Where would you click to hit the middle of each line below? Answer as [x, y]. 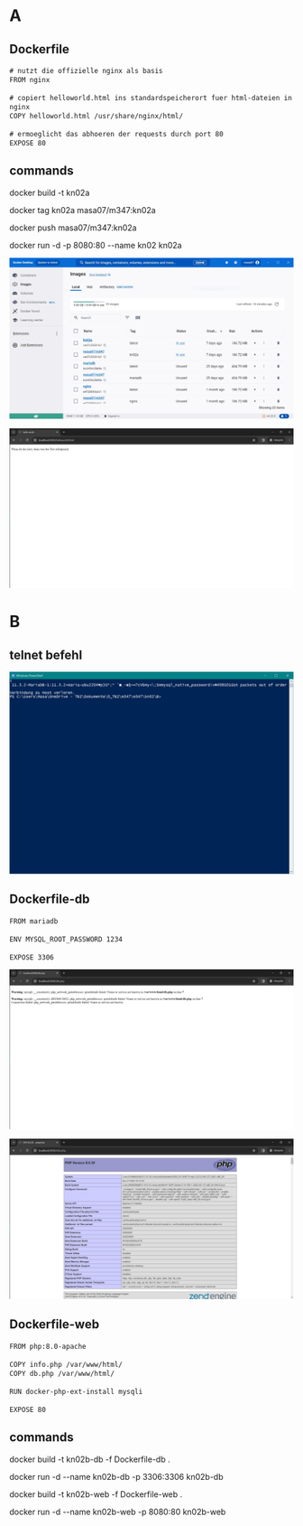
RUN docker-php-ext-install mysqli [76, 1391]
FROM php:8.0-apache [48, 1346]
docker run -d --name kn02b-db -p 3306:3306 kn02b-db [116, 1476]
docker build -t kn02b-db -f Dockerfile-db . [90, 1459]
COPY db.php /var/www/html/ [62, 1373]
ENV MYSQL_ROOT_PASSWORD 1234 [66, 939]
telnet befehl [46, 655]
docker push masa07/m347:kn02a [73, 228]
